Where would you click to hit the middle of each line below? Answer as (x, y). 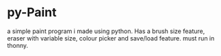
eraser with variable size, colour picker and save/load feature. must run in (111, 38)
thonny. (18, 45)
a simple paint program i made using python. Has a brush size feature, (106, 31)
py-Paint (32, 12)
